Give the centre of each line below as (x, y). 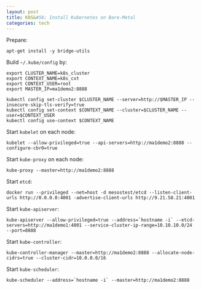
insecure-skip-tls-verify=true (45, 105)
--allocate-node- (173, 253)
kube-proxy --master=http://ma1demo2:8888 (60, 170)
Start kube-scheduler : (32, 269)
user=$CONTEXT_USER (31, 116)
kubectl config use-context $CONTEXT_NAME (60, 121)
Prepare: (17, 40)
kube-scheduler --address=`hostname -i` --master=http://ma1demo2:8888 (98, 281)
